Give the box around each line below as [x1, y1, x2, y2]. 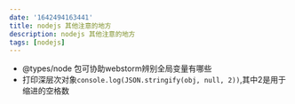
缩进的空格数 [21, 85, 69, 96]
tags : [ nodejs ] [9, 37, 66, 47]
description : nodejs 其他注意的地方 [9, 29, 136, 38]
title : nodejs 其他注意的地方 [9, 21, 112, 30]
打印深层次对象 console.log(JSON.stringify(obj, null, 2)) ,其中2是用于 [21, 75, 286, 85]
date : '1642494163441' [9, 12, 93, 22]
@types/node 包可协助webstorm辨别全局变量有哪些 [21, 63, 212, 74]
